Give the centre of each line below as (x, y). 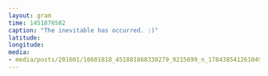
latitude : (25, 38)
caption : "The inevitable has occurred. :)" (83, 30)
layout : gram (30, 15)
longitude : (26, 45)
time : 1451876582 (37, 23)
